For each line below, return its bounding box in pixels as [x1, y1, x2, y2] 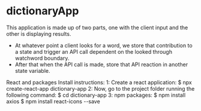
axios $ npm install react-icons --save [6, 97, 100, 105]
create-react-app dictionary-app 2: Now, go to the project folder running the [6, 85, 195, 92]
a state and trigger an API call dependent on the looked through [14, 48, 173, 55]
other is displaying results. [6, 30, 71, 37]
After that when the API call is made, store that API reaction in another [14, 61, 188, 68]
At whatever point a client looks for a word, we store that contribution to [14, 42, 193, 49]
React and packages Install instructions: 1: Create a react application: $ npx [6, 79, 192, 86]
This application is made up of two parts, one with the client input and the [6, 24, 188, 31]
